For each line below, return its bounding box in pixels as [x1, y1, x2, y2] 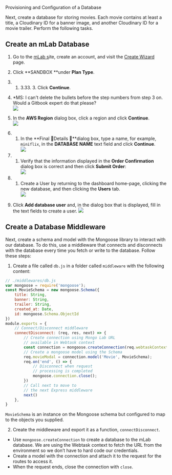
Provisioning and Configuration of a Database [5, 5, 101, 10]
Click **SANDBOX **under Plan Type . [12, 69, 95, 75]
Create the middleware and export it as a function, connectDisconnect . [12, 427, 160, 433]
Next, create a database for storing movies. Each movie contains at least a [5, 14, 162, 20]
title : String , [14, 292, 47, 298]
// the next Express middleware [24, 387, 93, 393]
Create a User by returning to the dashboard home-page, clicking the [20, 180, 167, 186]
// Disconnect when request [32, 364, 93, 369]
